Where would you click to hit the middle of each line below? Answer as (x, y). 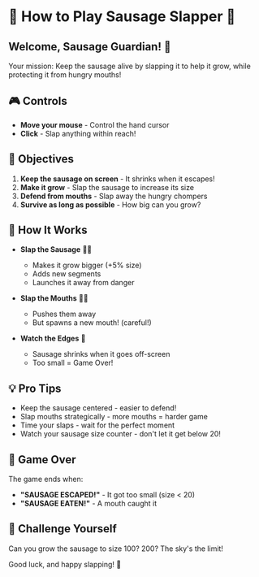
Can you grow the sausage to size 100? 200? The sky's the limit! (116, 549)
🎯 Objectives (41, 159)
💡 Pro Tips (35, 388)
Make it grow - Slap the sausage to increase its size (107, 187)
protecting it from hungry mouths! (65, 75)
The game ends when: (46, 479)
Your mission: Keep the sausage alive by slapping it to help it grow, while (130, 66)
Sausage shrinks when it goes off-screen (101, 354)
